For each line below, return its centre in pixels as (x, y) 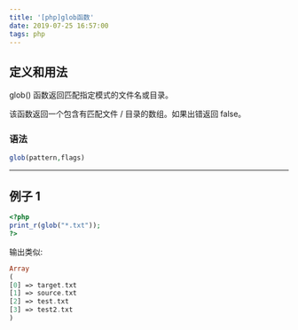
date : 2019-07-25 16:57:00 (59, 26)
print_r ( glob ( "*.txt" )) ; (55, 226)
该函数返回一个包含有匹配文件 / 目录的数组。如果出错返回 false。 (128, 114)
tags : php (27, 34)
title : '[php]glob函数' (52, 17)
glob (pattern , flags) (47, 158)
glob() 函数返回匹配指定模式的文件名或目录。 (91, 95)
